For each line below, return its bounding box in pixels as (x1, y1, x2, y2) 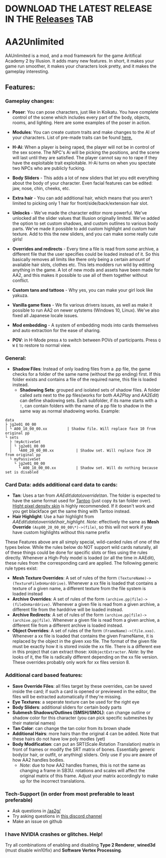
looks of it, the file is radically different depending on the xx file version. (12, 654, 159, 660)
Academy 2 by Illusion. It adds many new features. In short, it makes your (5, 58, 155, 64)
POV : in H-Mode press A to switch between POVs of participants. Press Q (12, 337, 161, 343)
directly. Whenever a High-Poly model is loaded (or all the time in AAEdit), (5, 555, 156, 561)
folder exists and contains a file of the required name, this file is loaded (12, 377, 157, 383)
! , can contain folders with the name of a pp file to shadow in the (19, 403, 152, 409)
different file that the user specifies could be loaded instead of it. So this (12, 251, 160, 257)
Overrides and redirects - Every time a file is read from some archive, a (12, 246, 159, 252)
